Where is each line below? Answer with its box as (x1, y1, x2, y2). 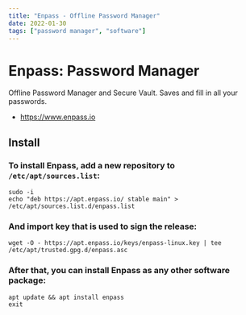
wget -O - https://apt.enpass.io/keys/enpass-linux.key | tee (8, 239, 222, 247)
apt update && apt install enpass (8, 293, 125, 301)
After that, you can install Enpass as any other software (8, 265, 230, 276)
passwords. (8, 97, 47, 106)
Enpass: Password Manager (8, 61, 200, 80)
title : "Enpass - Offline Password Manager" (8, 11, 161, 20)
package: (8, 275, 47, 286)
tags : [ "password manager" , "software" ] (8, 27, 147, 35)
